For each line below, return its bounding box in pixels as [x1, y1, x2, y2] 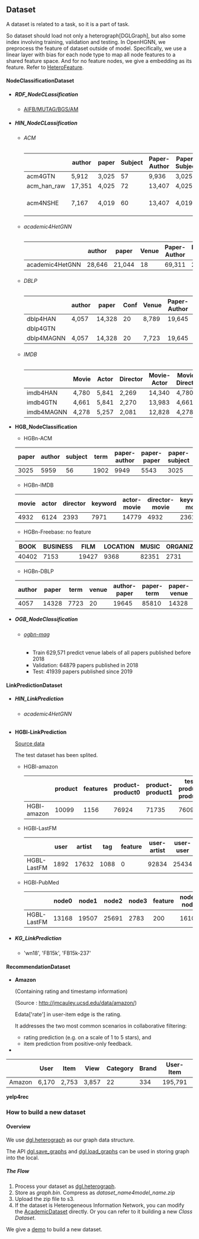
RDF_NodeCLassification [14, 91, 78, 97]
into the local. [6, 1154, 40, 1161]
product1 [146, 789, 173, 797]
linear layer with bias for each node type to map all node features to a [6, 51, 176, 58]
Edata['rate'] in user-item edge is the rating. [14, 1011, 122, 1018]
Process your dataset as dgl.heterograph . [14, 1183, 117, 1190]
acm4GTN [26, 172, 55, 180]
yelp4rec [6, 1093, 29, 1101]
